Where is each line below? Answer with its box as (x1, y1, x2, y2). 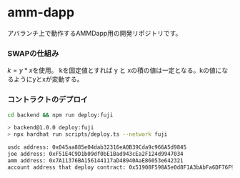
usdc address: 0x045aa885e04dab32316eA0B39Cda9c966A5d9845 (7, 144, 187, 151)
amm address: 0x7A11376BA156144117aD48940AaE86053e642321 (7, 157, 184, 164)
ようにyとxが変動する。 (13, 75, 84, 84)
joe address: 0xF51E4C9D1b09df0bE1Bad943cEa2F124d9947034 (7, 151, 184, 158)
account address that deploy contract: (7, 164, 126, 171)
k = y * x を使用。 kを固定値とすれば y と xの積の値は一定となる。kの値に (7, 66, 222, 75)
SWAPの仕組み (7, 48, 59, 58)
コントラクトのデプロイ (7, 94, 88, 104)
